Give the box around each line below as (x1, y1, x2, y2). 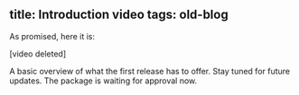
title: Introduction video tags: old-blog (9, 7, 229, 22)
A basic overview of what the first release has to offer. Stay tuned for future (9, 65, 291, 76)
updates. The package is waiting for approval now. (9, 75, 198, 86)
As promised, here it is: (9, 30, 96, 41)
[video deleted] (9, 48, 67, 59)
